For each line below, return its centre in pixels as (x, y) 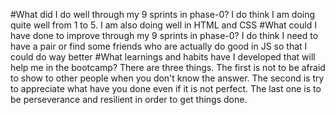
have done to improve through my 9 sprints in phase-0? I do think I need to (164, 35)
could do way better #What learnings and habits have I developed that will (163, 57)
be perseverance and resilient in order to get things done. (129, 99)
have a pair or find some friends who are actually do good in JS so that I (159, 46)
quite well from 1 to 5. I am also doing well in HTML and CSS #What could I (163, 25)
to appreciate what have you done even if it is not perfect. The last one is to (166, 88)
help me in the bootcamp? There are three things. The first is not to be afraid (168, 67)
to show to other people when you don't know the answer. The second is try (167, 78)
